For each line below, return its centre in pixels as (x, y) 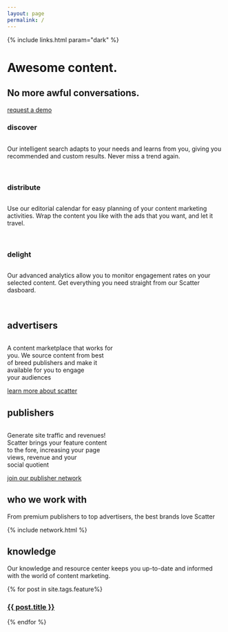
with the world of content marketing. (59, 575)
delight (19, 254)
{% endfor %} (27, 622)
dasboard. (22, 290)
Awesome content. (62, 67)
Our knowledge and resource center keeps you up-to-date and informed (110, 568)
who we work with (47, 500)
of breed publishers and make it (52, 363)
